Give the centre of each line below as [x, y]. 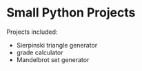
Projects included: [32, 32]
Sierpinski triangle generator [57, 45]
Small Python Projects [71, 13]
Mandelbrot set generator [53, 59]
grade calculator [40, 52]
